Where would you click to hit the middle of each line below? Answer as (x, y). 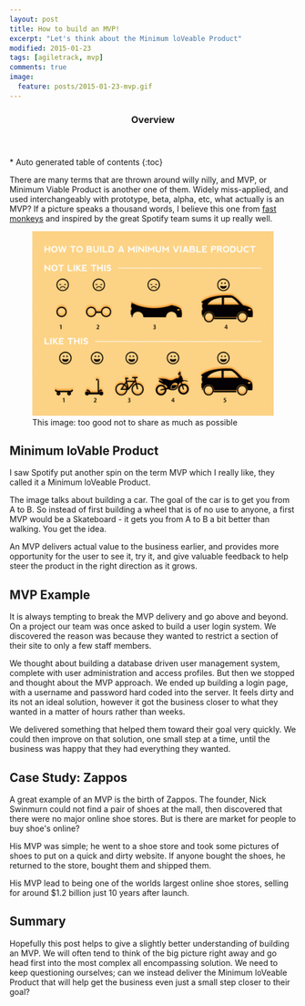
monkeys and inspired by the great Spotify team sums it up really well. (141, 218)
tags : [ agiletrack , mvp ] (56, 58)
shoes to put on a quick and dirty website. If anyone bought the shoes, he (147, 856)
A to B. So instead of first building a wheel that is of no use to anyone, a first (152, 509)
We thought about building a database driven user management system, (145, 663)
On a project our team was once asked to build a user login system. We (143, 626)
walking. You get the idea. (58, 529)
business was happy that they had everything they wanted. (120, 749)
